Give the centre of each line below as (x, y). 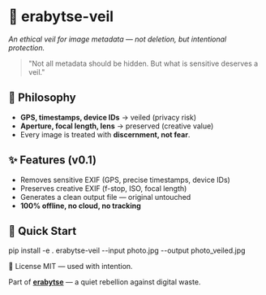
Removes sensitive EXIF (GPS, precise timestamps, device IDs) (125, 180)
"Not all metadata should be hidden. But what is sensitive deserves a (143, 63)
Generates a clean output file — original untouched (105, 197)
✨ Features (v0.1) (53, 161)
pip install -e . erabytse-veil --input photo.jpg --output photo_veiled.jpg (127, 250)
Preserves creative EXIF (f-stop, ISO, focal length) (103, 188)
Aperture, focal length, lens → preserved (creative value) (117, 126)
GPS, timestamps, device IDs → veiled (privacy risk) (108, 117)
